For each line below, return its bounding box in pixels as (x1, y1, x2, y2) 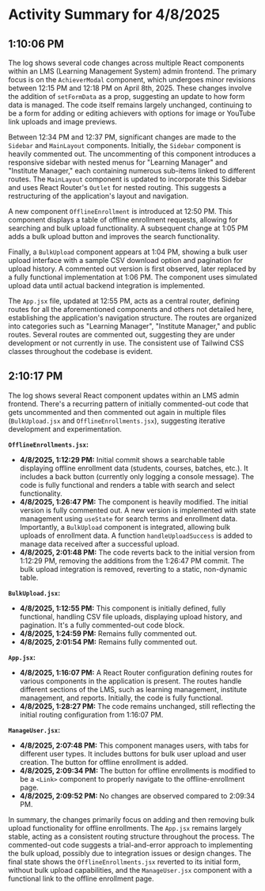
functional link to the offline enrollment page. (8, 874, 154, 883)
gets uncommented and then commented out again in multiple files (8, 407, 227, 417)
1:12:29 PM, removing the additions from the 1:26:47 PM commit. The (19, 556, 244, 565)
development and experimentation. (8, 424, 123, 433)
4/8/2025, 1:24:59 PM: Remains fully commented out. (19, 628, 198, 638)
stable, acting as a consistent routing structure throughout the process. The (8, 832, 255, 841)
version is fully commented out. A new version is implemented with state (19, 505, 256, 515)
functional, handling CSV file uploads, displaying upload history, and (19, 611, 243, 621)
